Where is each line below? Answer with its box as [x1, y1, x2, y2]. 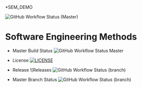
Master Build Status [12, 47, 53, 54]
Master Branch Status [12, 77, 57, 83]
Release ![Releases [12, 67, 52, 73]
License [12, 57, 29, 63]
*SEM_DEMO [5, 4, 33, 10]
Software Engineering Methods [5, 31, 137, 43]
